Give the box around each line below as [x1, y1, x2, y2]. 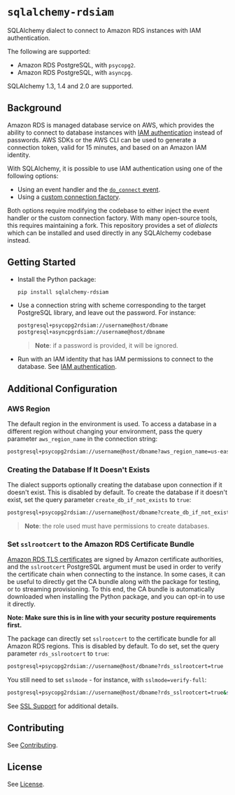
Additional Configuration [7, 383, 117, 395]
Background [7, 102, 62, 114]
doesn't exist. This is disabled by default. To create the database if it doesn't [7, 488, 227, 496]
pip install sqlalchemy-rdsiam [17, 288, 109, 296]
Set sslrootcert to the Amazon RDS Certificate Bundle [7, 539, 194, 549]
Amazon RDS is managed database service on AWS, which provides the [7, 121, 215, 129]
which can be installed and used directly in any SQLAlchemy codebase [7, 229, 212, 237]
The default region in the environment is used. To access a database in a [7, 419, 217, 428]
